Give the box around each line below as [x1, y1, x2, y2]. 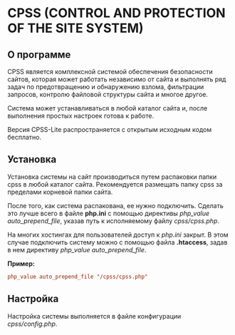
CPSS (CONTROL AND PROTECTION [7, 5, 226, 21]
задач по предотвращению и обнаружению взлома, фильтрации [7, 83, 204, 91]
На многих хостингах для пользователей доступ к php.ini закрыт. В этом [7, 230, 229, 239]
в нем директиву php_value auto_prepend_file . [7, 245, 147, 254]
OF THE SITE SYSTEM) [7, 20, 144, 36]
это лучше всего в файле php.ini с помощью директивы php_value [7, 209, 210, 217]
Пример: [7, 259, 36, 268]
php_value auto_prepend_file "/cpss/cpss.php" [7, 273, 148, 280]
